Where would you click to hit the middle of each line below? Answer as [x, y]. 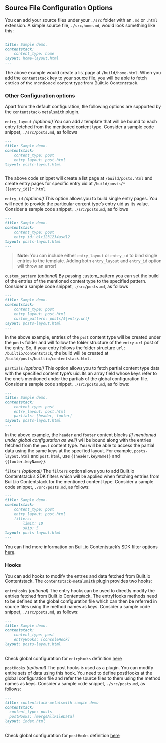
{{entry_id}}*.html [25, 189]
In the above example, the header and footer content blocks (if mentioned [81, 435]
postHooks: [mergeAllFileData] [42, 717]
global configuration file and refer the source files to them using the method [83, 678]
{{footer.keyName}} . [26, 461]
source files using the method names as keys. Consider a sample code [78, 606]
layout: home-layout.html [32, 58]
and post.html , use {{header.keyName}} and [75, 456]
